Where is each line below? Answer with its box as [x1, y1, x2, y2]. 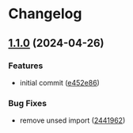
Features [8, 60, 44, 71]
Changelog [8, 5, 82, 23]
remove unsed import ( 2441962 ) [19, 116, 126, 125]
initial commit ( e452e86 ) [19, 78, 101, 87]
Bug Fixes [8, 97, 47, 108]
